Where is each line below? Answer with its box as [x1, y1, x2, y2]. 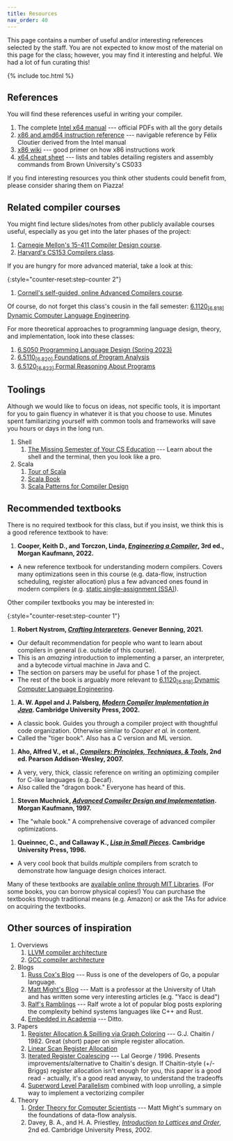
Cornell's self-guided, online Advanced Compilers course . [17, 289, 184, 297]
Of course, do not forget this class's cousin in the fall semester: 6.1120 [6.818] [7, 302, 225, 312]
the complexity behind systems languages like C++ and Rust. [27, 1007, 203, 1016]
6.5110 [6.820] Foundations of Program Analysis [17, 353, 150, 362]
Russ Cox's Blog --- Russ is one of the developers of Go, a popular [27, 970, 220, 978]
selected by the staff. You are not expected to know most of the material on [7, 43, 223, 51]
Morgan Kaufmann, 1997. [17, 804, 92, 812]
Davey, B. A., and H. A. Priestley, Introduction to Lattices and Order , [27, 1118, 221, 1126]
